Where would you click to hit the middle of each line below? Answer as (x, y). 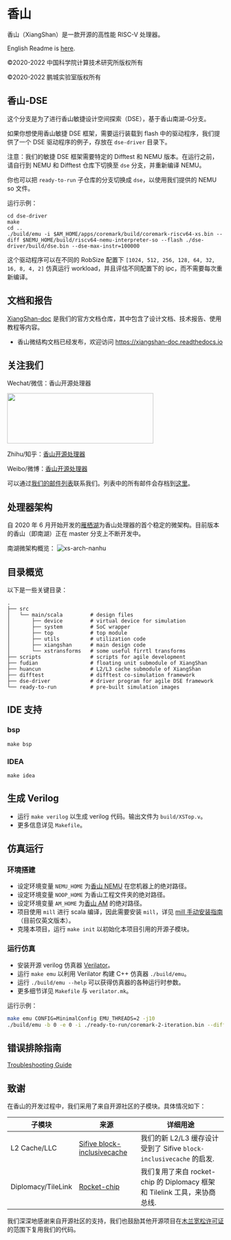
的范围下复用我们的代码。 (43, 1230)
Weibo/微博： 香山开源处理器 (47, 469)
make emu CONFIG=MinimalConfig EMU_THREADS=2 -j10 (81, 1019)
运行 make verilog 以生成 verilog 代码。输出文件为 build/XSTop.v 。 (112, 816)
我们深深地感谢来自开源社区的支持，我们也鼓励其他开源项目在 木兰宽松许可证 (115, 1221)
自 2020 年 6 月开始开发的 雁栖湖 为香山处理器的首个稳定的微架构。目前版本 (113, 525)
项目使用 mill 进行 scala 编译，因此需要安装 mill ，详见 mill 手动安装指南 (120, 912)
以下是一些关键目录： (37, 590)
